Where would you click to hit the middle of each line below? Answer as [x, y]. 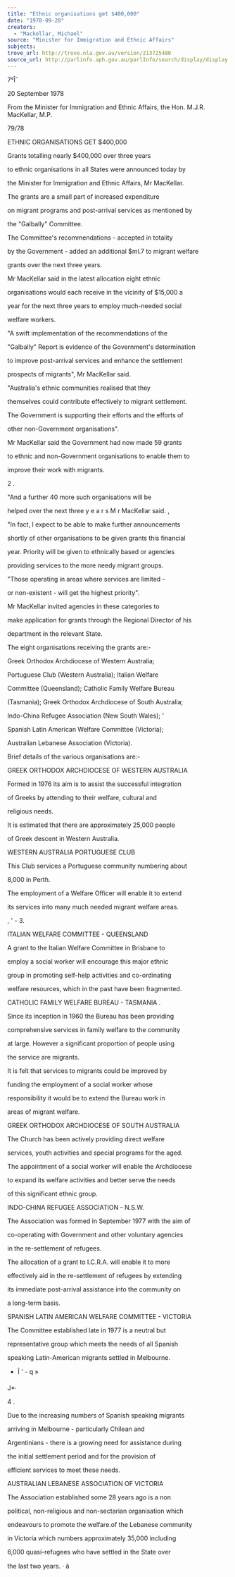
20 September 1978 [36, 93]
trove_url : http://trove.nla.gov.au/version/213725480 [89, 54]
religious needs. [31, 811]
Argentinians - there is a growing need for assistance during [94, 1442]
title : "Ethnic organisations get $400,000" [74, 14]
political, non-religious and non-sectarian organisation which [96, 1511]
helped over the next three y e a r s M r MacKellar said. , [89, 510]
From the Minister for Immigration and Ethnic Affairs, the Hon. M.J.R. [106, 107]
